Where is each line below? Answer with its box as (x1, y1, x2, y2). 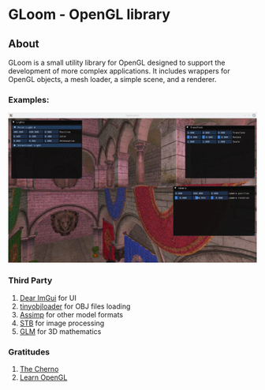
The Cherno (19, 365, 59, 374)
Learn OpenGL (19, 373, 68, 382)
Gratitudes (8, 346, 50, 357)
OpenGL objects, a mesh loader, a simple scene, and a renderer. (8, 75, 217, 84)
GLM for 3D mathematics (19, 326, 102, 336)
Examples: (8, 94, 50, 105)
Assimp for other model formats (19, 309, 124, 319)
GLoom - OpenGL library (8, 6, 171, 24)
